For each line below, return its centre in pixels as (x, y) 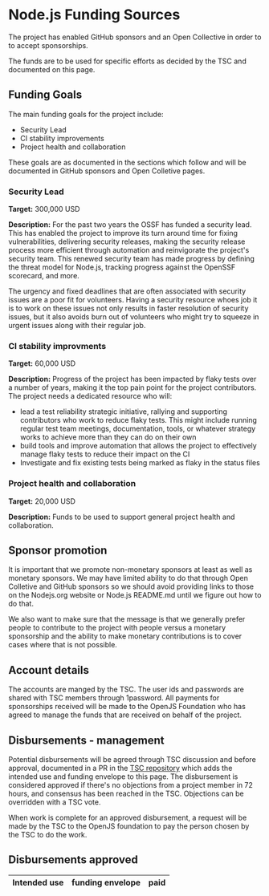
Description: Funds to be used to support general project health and (122, 517)
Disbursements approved (73, 860)
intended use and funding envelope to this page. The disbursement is (123, 776)
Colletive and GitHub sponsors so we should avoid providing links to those (131, 586)
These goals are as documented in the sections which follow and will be (127, 162)
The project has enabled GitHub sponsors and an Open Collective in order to (135, 37)
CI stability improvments (57, 346)
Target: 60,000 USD (42, 363)
